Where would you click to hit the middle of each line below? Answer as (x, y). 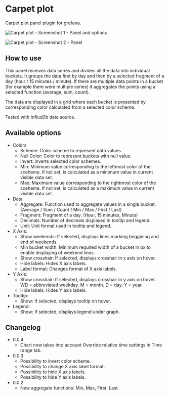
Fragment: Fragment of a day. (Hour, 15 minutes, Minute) (79, 215)
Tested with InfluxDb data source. (40, 117)
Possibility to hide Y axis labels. (53, 377)
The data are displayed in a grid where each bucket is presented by (75, 102)
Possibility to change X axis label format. (62, 367)
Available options (33, 133)
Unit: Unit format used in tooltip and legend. (66, 226)
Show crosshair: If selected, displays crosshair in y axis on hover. (88, 279)
